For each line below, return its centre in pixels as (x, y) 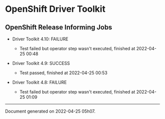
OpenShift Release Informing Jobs (59, 27)
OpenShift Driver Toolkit (55, 9)
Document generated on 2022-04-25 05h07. (50, 111)
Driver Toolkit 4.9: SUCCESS (41, 63)
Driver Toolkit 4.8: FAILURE (40, 82)
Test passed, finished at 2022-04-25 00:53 (63, 73)
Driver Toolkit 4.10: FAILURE (40, 39)
